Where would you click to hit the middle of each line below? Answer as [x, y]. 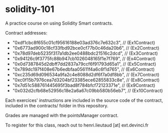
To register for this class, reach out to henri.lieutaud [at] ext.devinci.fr [77, 125]
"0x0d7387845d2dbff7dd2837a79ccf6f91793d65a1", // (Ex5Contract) [84, 64]
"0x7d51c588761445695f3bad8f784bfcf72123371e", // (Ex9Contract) [84, 85]
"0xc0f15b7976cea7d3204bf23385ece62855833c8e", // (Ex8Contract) [86, 80]
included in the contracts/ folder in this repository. [57, 105]
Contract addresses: [26, 33]
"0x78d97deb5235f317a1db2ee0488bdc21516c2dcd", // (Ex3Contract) [85, 53]
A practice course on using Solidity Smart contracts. [59, 23]
